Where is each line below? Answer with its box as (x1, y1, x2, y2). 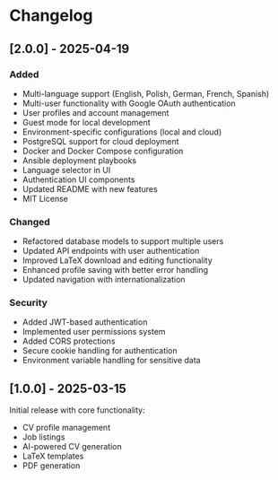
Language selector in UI (22, 164, 111, 175)
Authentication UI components (22, 174, 135, 185)
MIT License (22, 193, 69, 204)
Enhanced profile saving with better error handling (22, 265, 209, 275)
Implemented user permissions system (22, 327, 166, 337)
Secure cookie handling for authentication (22, 345, 178, 356)
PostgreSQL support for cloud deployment (22, 135, 179, 146)
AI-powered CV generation (22, 441, 123, 452)
